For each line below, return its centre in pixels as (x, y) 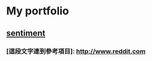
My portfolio (38, 11)
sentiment (26, 33)
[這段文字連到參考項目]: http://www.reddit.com (76, 51)
